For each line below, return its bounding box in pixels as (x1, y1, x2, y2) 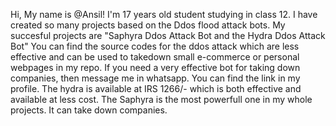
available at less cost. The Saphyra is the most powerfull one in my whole (10, 94, 313, 105)
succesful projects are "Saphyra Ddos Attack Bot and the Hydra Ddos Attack (10, 30, 326, 41)
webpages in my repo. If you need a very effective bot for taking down (10, 62, 301, 73)
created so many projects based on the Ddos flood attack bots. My (10, 19, 286, 31)
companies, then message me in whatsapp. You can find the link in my (10, 72, 301, 84)
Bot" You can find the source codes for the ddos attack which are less (10, 40, 300, 52)
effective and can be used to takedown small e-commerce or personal (10, 51, 300, 63)
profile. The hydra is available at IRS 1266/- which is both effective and (10, 83, 302, 94)
